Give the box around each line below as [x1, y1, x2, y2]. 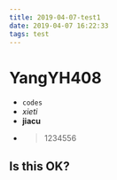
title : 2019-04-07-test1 [9, 12, 101, 22]
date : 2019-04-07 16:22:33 [9, 21, 109, 30]
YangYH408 [9, 67, 102, 88]
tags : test [9, 29, 50, 38]
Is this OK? [9, 159, 70, 174]
